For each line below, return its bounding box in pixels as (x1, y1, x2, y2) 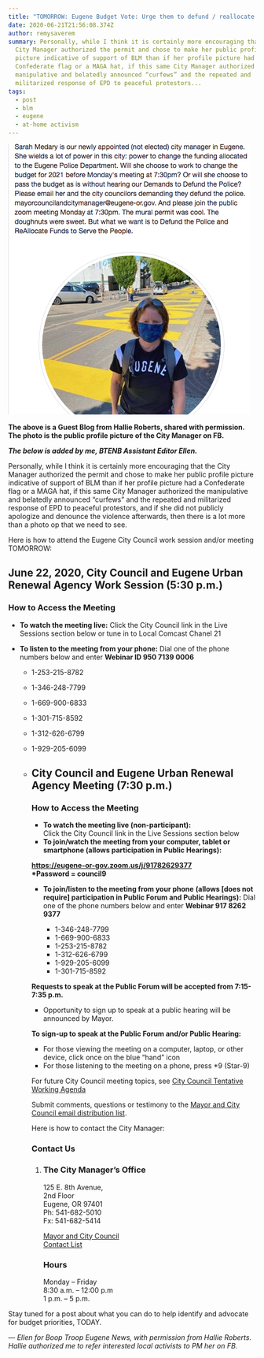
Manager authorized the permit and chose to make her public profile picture (8, 469, 254, 479)
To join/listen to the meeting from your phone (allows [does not (42, 885, 254, 894)
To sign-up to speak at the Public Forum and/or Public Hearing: (31, 1029, 242, 1039)
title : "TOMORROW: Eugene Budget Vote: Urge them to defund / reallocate (8, 13, 255, 20)
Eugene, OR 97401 (42, 1199, 103, 1208)
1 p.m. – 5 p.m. (42, 1293, 90, 1303)
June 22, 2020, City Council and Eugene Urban (8, 566, 244, 580)
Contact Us (31, 1143, 76, 1154)
